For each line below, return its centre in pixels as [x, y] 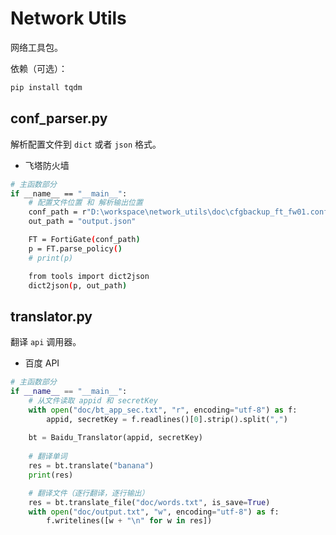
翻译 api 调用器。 [46, 342]
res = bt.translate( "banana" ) [91, 466]
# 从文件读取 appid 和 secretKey [93, 400]
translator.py [51, 316]
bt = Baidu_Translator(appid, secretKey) [115, 438]
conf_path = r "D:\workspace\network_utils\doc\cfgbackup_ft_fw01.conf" [180, 212]
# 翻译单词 [48, 457]
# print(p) [51, 258]
